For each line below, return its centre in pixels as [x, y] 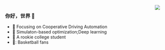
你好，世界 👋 [20, 16]
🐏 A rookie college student [39, 37]
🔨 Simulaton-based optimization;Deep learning [59, 32]
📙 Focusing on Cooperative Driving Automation [60, 27]
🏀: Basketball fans [30, 42]
